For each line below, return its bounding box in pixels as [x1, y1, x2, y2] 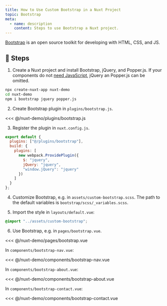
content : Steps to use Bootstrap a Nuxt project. [14, 26, 119, 31]
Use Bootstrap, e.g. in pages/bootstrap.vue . [12, 227, 102, 234]
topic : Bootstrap [5, 12, 41, 17]
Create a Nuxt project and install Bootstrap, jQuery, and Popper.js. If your [12, 67, 162, 73]
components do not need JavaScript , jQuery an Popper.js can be [12, 72, 145, 78]
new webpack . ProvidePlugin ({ [18, 153, 79, 158]
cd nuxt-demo [5, 92, 32, 97]
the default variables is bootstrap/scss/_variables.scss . [12, 200, 129, 205]
